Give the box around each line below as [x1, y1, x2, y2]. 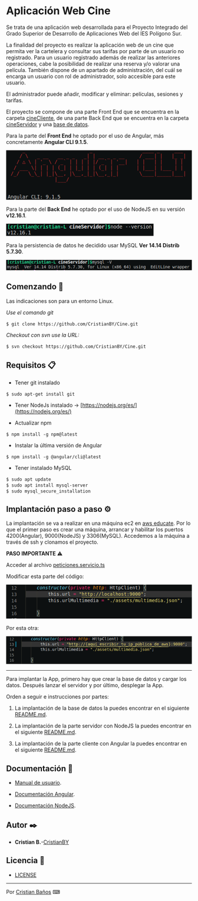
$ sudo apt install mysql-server [6, 482, 88, 488]
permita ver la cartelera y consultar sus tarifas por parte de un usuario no [6, 47, 184, 54]
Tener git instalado [14, 379, 60, 386]
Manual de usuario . [14, 779, 62, 786]
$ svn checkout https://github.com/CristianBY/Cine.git [6, 344, 146, 350]
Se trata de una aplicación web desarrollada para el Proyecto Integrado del [6, 24, 188, 31]
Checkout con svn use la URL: [6, 331, 80, 338]
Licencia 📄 [6, 856, 45, 866]
